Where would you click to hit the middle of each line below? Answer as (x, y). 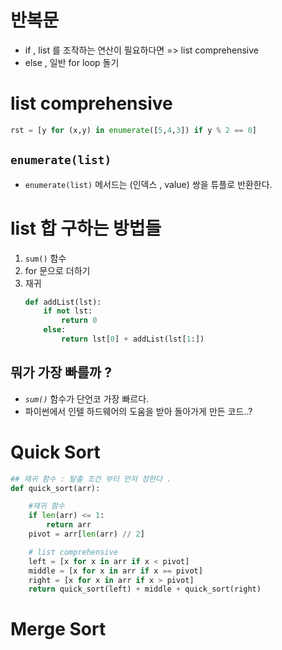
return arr (69, 525)
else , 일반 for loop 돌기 (72, 62)
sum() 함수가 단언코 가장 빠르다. (87, 398)
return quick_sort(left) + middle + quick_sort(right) (145, 589)
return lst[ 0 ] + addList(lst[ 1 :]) (133, 339)
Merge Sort (58, 629)
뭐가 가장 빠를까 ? (61, 372)
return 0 (79, 321)
